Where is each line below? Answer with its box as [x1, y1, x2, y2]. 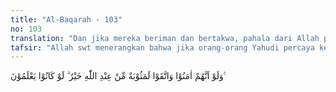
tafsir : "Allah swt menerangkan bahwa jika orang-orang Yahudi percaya [10, 42, 315, 53]
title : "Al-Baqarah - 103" [10, 14, 123, 25]
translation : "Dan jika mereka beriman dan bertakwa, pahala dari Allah [10, 33, 320, 43]
